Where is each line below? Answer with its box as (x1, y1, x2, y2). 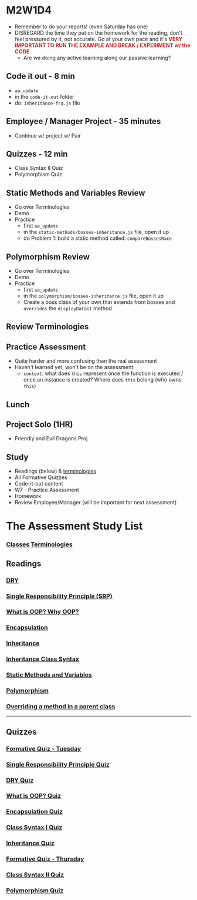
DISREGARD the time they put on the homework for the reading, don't (14, 29, 183, 36)
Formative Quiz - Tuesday (6, 744, 81, 752)
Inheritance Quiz (6, 839, 55, 847)
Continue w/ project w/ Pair (14, 132, 81, 139)
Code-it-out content (14, 480, 63, 487)
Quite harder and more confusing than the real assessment (14, 357, 157, 364)
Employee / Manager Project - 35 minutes (6, 116, 161, 126)
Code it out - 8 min (6, 71, 75, 81)
